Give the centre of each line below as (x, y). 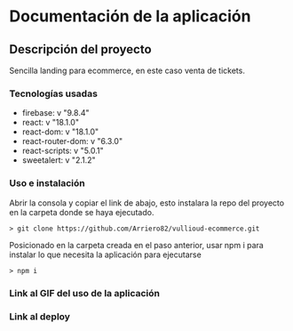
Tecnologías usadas (53, 93)
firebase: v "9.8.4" (55, 113)
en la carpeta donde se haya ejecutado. (82, 212)
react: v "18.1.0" (51, 123)
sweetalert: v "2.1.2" (59, 160)
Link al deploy (40, 317)
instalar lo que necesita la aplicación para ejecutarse (105, 254)
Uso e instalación (48, 183)
